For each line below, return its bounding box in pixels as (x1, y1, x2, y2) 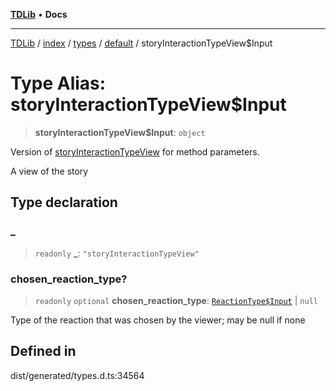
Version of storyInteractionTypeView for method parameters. (10, 145, 260, 158)
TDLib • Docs (10, 9, 68, 20)
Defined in (10, 343, 77, 360)
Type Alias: (10, 72, 107, 95)
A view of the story (10, 165, 89, 177)
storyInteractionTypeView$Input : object (34, 126, 206, 138)
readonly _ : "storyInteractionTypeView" (34, 247, 200, 259)
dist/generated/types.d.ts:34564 (10, 369, 145, 381)
